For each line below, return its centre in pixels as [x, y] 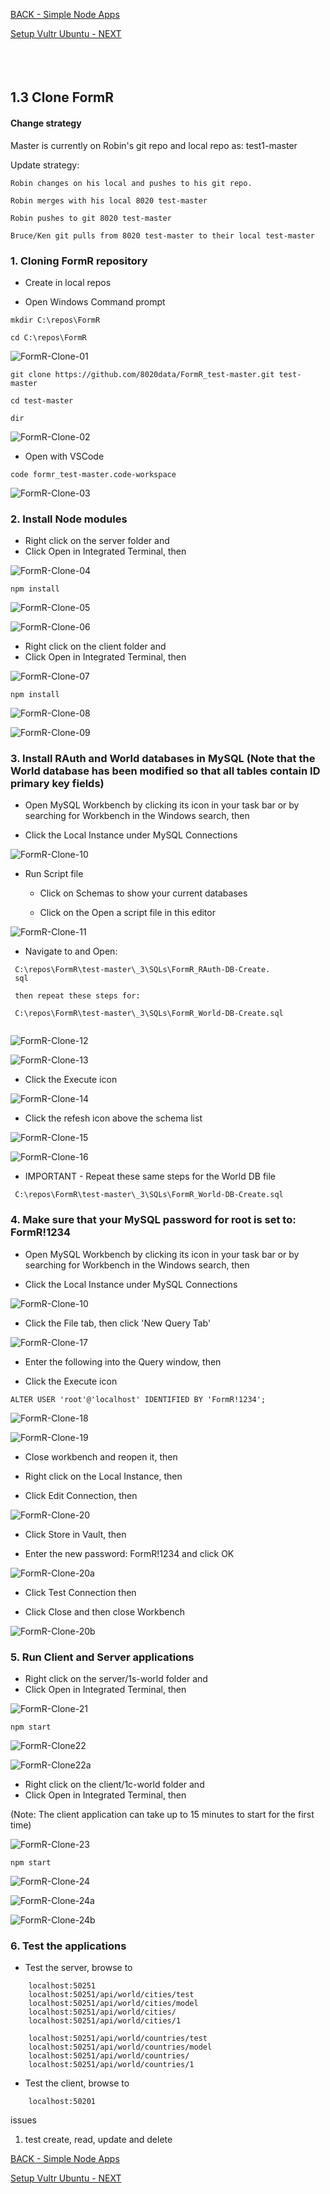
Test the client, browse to [77, 2083]
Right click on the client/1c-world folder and [114, 1785]
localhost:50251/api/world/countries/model [120, 2047]
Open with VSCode [64, 456]
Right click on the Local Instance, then [103, 1476]
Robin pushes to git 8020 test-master [91, 218]
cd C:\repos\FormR [48, 337]
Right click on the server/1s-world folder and [116, 1679]
